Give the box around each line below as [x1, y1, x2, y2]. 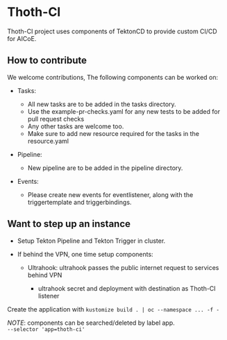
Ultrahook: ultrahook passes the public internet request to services [27, 263, 219, 271]
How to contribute [7, 55, 87, 67]
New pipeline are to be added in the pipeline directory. [27, 164, 183, 172]
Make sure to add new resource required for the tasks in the [27, 129, 200, 137]
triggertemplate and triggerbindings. [27, 198, 132, 206]
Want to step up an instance [7, 218, 131, 230]
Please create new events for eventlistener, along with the [27, 190, 194, 198]
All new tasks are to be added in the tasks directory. [27, 100, 176, 108]
